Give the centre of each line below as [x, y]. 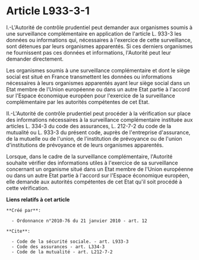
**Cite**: [18, 231]
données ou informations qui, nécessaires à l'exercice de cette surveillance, [99, 40]
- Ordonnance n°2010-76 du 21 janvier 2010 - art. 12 [79, 221]
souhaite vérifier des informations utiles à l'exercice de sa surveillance [92, 163]
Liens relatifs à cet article [38, 199]
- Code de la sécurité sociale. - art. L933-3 [70, 242]
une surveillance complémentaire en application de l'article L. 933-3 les [94, 33]
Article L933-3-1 [48, 11]
